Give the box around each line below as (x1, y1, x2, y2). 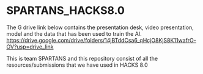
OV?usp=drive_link (6, 43, 54, 50)
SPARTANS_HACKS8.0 (6, 4, 125, 18)
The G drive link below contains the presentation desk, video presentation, (6, 24, 194, 31)
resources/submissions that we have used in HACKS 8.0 (6, 61, 148, 69)
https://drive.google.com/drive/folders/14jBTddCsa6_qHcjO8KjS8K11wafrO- (6, 36, 197, 44)
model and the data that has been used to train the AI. (6, 30, 142, 37)
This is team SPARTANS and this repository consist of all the (6, 55, 158, 62)
